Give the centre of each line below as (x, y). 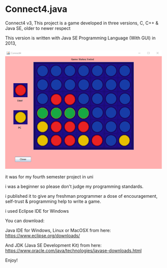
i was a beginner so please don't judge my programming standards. (74, 186)
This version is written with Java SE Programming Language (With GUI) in (80, 38)
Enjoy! (12, 260)
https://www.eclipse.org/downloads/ (43, 236)
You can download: (25, 221)
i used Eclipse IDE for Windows (37, 211)
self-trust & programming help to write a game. (53, 201)
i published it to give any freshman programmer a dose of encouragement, (82, 196)
